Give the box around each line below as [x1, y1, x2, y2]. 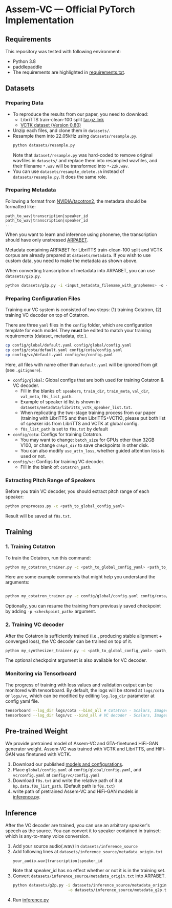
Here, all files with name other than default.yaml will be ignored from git [5, 361, 158, 367]
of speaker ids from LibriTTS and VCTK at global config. [20, 420, 139, 426]
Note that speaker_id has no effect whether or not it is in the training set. [12, 868, 166, 874]
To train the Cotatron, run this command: [5, 554, 91, 561]
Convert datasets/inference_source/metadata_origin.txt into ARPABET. [12, 873, 166, 879]
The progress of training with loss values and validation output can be [5, 682, 153, 688]
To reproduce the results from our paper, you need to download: [12, 111, 148, 117]
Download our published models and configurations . [12, 761, 124, 767]
